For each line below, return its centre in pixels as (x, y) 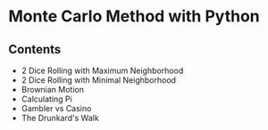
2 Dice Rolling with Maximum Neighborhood (102, 70)
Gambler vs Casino (56, 108)
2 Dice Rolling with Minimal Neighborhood (98, 80)
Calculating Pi (46, 99)
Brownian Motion (53, 89)
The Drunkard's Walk (60, 118)
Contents (35, 49)
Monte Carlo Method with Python (134, 16)
